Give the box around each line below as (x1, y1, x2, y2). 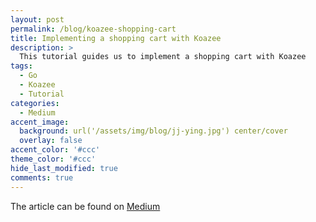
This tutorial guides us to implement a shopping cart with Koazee (19, 52, 307, 62)
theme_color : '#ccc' (10, 154, 97, 164)
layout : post (10, 14, 65, 25)
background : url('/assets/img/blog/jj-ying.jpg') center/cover (19, 126, 288, 136)
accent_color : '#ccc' (10, 145, 101, 155)
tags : (10, 61, 33, 71)
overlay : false (19, 136, 83, 146)
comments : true (10, 172, 74, 183)
